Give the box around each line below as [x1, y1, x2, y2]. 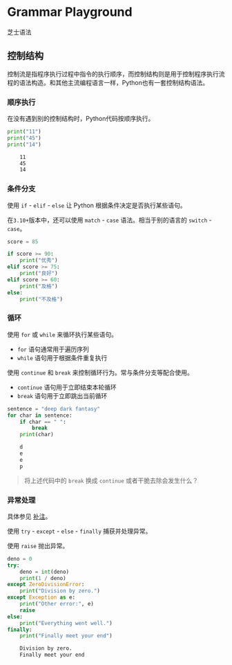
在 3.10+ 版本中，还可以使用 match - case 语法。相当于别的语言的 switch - [7, 216, 212, 224]
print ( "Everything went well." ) [19, 619, 113, 626]
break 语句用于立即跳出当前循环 [17, 391, 108, 400]
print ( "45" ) [7, 134, 41, 142]
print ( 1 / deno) [19, 574, 67, 581]
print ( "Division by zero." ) [19, 588, 100, 594]
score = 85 [7, 238, 39, 245]
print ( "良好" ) [19, 270, 58, 277]
